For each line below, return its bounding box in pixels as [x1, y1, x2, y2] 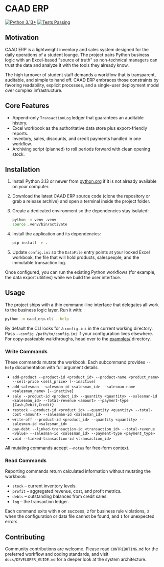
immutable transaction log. [12, 260, 66, 265]
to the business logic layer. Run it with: [5, 307, 83, 312]
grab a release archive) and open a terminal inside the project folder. [12, 198, 151, 204]
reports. [12, 130, 28, 136]
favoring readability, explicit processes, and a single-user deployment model [5, 82, 160, 88]
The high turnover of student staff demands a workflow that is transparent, [5, 72, 156, 78]
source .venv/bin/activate [12, 222, 68, 227]
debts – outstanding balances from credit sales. [12, 493, 108, 499]
